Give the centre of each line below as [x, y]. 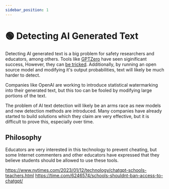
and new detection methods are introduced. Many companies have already [84, 111]
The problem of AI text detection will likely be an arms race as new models [83, 105]
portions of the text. [26, 96]
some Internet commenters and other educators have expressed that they [82, 155]
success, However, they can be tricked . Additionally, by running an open [81, 64]
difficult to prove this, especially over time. [50, 122]
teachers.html [20, 176]
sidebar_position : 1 [27, 10]
